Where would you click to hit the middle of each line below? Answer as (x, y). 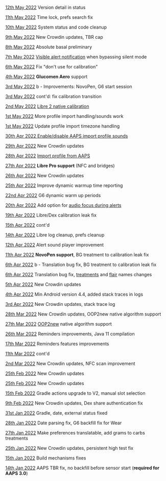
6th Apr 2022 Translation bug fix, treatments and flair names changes (79, 274)
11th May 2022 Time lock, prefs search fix (49, 17)
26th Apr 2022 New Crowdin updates (45, 175)
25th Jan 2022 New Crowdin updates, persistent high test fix (69, 448)
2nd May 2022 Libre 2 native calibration (47, 106)
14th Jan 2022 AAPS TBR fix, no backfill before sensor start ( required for (82, 468)
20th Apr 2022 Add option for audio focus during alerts (63, 205)
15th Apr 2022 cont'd (28, 225)
